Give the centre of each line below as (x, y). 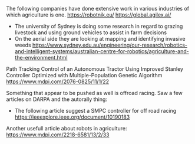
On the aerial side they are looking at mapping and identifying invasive (100, 39)
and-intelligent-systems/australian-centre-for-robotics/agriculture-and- (102, 51)
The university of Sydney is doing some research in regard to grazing (99, 26)
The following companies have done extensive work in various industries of (98, 9)
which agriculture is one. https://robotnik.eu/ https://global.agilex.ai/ (89, 15)
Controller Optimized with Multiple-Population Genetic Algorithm (84, 75)
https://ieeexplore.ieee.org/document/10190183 (72, 117)
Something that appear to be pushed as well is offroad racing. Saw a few (94, 93)
